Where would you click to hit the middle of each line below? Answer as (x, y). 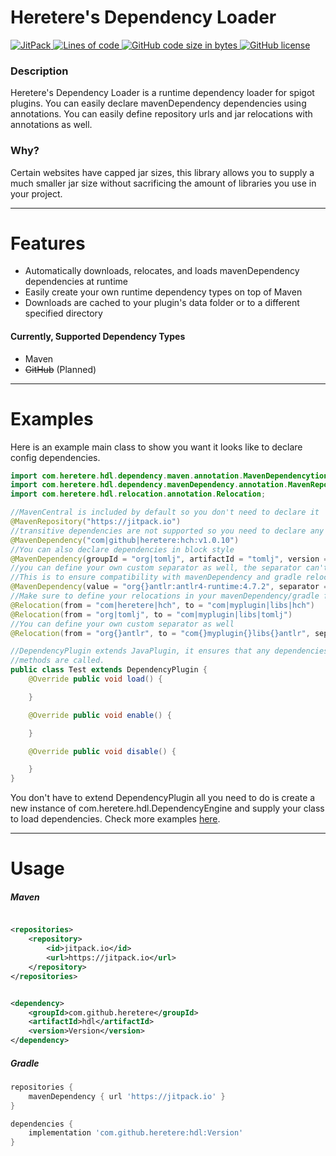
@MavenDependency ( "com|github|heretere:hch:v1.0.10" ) (125, 540)
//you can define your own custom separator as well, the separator (156, 568)
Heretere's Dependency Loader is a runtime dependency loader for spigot (162, 93)
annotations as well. (51, 125)
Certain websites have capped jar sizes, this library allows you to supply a (162, 172)
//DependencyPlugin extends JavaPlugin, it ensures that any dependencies (169, 651)
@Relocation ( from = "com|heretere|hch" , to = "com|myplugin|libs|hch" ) (162, 605)
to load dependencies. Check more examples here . (115, 819)
